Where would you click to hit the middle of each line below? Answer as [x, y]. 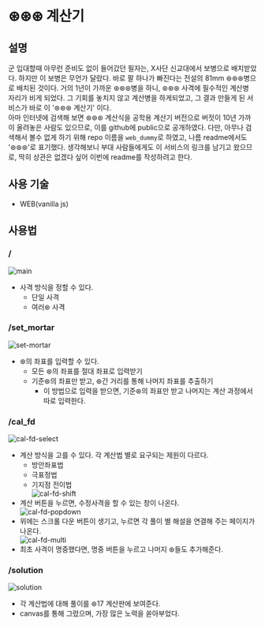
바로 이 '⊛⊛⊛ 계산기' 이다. [70, 108]
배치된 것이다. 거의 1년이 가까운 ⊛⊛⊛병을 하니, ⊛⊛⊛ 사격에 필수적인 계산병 [133, 88]
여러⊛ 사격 [48, 307]
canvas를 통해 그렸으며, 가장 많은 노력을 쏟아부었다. [99, 613]
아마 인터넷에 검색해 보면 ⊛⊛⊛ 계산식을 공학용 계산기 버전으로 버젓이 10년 [122, 118]
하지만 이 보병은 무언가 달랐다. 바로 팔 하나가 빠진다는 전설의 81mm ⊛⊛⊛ [131, 78]
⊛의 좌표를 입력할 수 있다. [60, 361]
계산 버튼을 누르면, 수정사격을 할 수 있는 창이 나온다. [99, 503]
